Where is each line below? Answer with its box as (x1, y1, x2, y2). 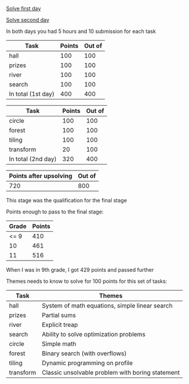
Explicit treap (42, 320, 78, 329)
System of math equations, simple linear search (42, 302, 173, 309)
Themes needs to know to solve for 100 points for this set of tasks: (6, 278, 167, 285)
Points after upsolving (9, 172, 72, 180)
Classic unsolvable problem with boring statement (42, 369, 180, 376)
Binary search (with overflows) (42, 349, 127, 358)
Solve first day (6, 5, 41, 12)
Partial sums (42, 311, 76, 319)
